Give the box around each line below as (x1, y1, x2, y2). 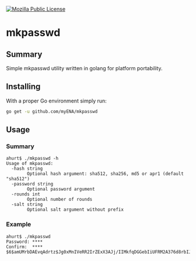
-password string (11, 181, 54, 187)
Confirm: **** (6, 243, 43, 250)
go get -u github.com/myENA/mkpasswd (6, 108, 98, 114)
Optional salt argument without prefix (27, 207, 124, 213)
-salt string (11, 202, 43, 208)
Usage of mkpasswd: (6, 161, 54, 167)
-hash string (11, 166, 43, 172)
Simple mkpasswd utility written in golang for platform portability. (6, 65, 163, 71)
